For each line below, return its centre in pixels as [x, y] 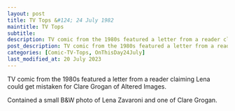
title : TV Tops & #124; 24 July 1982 [60, 20]
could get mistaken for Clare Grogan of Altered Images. [87, 86]
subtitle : [22, 33]
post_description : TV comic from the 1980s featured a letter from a [111, 46]
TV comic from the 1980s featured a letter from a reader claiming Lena [109, 79]
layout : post [26, 14]
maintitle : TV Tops [36, 27]
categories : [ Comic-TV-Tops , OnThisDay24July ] [76, 53]
